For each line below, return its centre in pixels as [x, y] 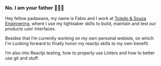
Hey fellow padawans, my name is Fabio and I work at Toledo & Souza [76, 19]
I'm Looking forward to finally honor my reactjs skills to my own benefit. [77, 44]
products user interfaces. [31, 29]
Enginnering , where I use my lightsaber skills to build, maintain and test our [81, 23]
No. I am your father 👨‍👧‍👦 [35, 8]
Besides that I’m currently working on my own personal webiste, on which [80, 38]
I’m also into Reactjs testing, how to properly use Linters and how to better [80, 53]
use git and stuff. [22, 58]
